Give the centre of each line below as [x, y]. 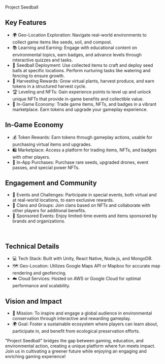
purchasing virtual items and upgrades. [52, 144]
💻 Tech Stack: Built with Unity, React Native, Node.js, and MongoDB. [82, 259]
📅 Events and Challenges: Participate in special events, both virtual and [84, 195]
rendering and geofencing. [39, 273]
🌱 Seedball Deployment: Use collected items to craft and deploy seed [83, 65]
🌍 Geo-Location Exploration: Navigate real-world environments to [79, 35]
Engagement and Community [51, 183]
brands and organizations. [39, 221]
